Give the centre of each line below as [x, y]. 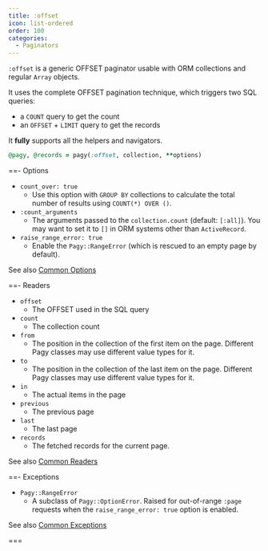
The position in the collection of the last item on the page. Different [142, 369]
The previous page [63, 411]
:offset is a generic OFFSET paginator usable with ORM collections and [127, 68]
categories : [28, 38]
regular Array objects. [44, 77]
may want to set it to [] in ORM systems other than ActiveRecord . [139, 229]
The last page [54, 429]
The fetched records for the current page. [101, 446]
